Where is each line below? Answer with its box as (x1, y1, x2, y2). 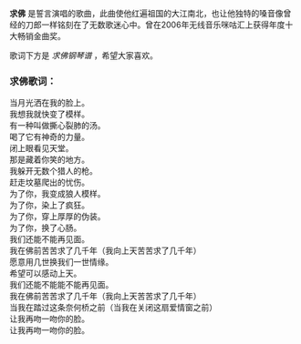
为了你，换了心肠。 (9, 222, 82, 234)
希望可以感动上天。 (9, 268, 82, 279)
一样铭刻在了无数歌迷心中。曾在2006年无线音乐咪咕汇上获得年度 (40, 19, 285, 30)
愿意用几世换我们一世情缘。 (9, 257, 114, 268)
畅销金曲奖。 (16, 31, 66, 41)
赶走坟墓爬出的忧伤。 (9, 177, 89, 188)
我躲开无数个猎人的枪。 (9, 166, 98, 177)
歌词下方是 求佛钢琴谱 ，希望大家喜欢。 (9, 50, 158, 61)
